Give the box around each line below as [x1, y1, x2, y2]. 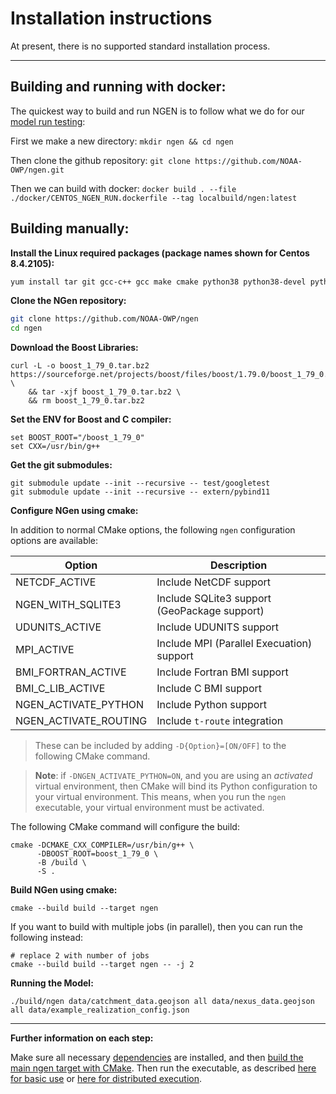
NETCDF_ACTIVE [15, 575, 97, 589]
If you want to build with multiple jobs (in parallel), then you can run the [10, 921, 303, 933]
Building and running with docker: [10, 78, 227, 96]
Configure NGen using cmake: [10, 505, 139, 517]
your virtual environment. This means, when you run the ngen [34, 791, 287, 803]
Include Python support [156, 698, 267, 712]
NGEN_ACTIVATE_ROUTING [15, 714, 148, 728]
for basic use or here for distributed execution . [10, 1073, 202, 1085]
